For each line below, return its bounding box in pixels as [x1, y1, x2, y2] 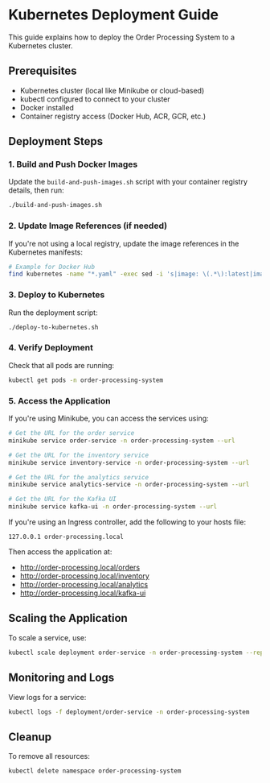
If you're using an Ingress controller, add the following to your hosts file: [8, 517, 247, 527]
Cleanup [8, 730, 52, 744]
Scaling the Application [8, 611, 129, 625]
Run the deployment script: [8, 308, 98, 317]
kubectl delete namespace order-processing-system [8, 767, 182, 775]
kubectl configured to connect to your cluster [19, 94, 170, 104]
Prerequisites [8, 64, 77, 78]
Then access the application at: [8, 547, 112, 557]
